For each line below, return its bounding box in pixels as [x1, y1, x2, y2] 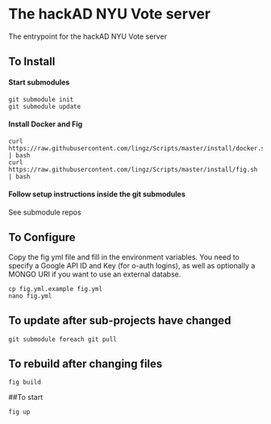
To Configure [8, 231, 76, 244]
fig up [8, 408, 31, 416]
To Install [8, 55, 56, 69]
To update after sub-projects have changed [8, 314, 231, 327]
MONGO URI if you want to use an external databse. [8, 269, 181, 279]
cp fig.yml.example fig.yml [8, 285, 103, 293]
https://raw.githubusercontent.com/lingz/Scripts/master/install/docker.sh [8, 144, 269, 152]
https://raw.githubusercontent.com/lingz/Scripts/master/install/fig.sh [8, 165, 258, 173]
